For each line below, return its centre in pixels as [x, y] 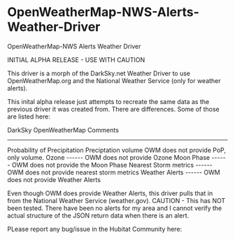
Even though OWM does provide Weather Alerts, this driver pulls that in [110, 193]
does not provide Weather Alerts [54, 179]
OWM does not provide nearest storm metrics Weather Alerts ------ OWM [114, 172]
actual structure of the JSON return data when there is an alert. [98, 215]
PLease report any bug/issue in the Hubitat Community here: [95, 229]
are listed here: [29, 117]
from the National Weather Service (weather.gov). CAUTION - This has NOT [116, 200]
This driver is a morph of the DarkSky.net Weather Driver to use [99, 73]
